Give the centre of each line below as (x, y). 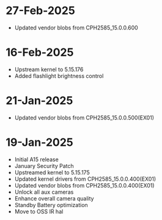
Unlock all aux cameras (44, 192)
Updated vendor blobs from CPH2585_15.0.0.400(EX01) (84, 185)
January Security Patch (44, 165)
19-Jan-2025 (40, 142)
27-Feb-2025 (41, 11)
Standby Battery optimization (51, 205)
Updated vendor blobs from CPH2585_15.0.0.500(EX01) (84, 118)
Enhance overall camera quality (54, 198)
